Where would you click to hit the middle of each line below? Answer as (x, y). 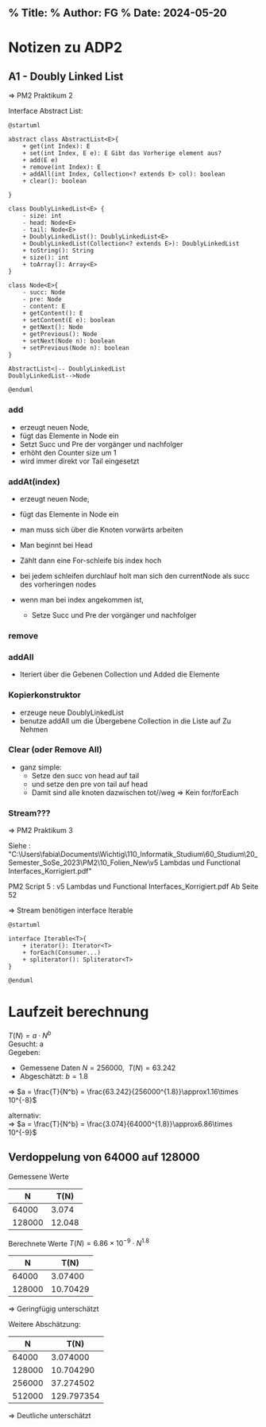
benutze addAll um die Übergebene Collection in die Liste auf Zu (125, 721)
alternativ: (25, 1115)
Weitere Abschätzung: (44, 1324)
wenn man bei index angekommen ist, (82, 599)
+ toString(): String (58, 251)
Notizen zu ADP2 (66, 47)
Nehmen (34, 729)
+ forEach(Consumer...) (62, 953)
